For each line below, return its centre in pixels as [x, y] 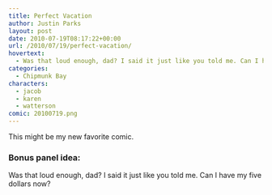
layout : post [30, 31]
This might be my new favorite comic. [71, 137]
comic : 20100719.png [43, 114]
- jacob [29, 91]
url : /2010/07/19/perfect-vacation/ [70, 46]
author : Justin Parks [45, 23]
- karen [29, 99]
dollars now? [30, 184]
